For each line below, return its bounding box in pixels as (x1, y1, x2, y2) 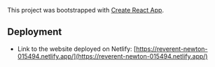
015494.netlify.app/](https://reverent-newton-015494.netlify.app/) (17, 52, 208, 60)
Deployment (7, 26, 62, 38)
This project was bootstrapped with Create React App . (7, 6, 165, 14)
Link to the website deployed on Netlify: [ (17, 45, 137, 53)
